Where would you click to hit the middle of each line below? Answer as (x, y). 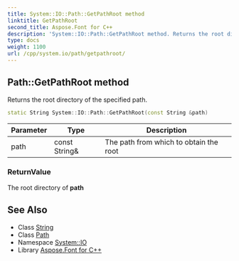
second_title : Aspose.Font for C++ (60, 27)
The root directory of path (46, 187)
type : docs (23, 41)
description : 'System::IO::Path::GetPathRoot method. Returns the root (116, 34)
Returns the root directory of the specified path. (78, 100)
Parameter (29, 130)
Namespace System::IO (52, 242)
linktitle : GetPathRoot (43, 21)
